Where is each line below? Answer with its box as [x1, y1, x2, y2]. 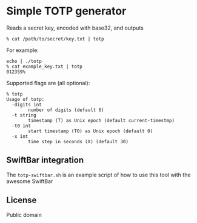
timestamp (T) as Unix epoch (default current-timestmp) [28, 117, 175, 123]
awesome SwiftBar [6, 177, 53, 185]
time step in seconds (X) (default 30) [28, 138, 129, 144]
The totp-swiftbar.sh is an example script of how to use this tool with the [6, 171, 191, 178]
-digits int [12, 102, 42, 108]
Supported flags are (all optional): [6, 79, 90, 86]
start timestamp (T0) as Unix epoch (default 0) [28, 128, 153, 134]
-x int [12, 133, 28, 140]
